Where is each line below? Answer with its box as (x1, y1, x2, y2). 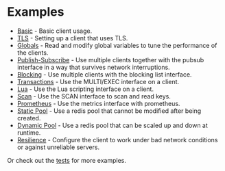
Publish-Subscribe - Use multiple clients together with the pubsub (16, 55, 204, 64)
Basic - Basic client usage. (16, 27, 93, 35)
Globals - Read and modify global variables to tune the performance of (16, 41, 217, 49)
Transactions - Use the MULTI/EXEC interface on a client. (16, 77, 180, 85)
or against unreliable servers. (16, 143, 100, 151)
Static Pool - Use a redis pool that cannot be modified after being (16, 107, 202, 115)
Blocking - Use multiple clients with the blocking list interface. (16, 70, 192, 79)
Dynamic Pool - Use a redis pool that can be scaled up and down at (16, 121, 208, 129)
